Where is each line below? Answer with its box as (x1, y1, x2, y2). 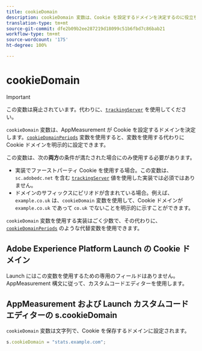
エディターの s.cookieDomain (6, 310, 117, 320)
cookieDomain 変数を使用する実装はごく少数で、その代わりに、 (6, 217, 161, 224)
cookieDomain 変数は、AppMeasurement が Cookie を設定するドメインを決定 (6, 126, 196, 133)
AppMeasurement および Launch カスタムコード (6, 299, 189, 310)
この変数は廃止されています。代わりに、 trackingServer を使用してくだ (6, 106, 182, 113)
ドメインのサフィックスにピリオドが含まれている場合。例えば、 (14, 189, 173, 196)
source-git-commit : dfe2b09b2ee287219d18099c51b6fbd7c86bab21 (6, 25, 165, 32)
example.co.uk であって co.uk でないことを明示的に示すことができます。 (14, 204, 194, 211)
